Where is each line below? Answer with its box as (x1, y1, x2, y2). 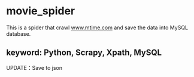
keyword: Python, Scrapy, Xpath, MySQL (6, 48, 162, 58)
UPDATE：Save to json (6, 64, 63, 71)
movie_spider (6, 4, 75, 18)
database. (6, 30, 31, 37)
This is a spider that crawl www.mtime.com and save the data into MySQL (6, 24, 189, 31)
